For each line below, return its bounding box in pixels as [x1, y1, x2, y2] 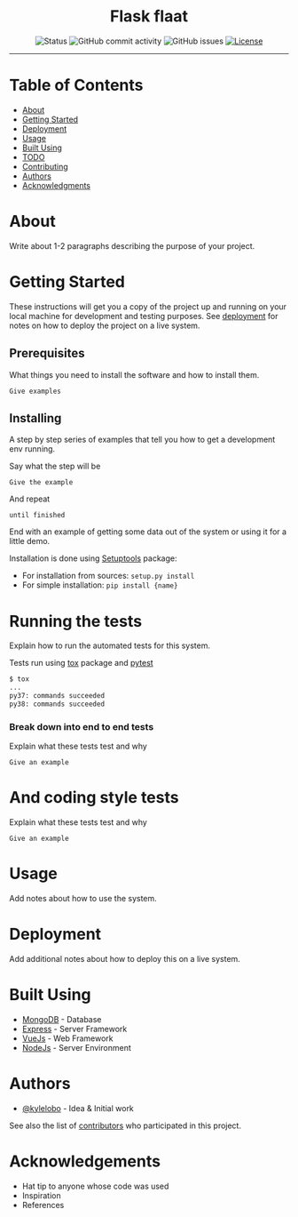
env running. [9, 444, 56, 454]
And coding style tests [9, 788, 179, 808]
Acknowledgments [21, 180, 91, 190]
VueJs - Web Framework [21, 1033, 114, 1044]
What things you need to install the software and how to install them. [9, 369, 260, 380]
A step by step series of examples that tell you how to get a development [9, 434, 276, 445]
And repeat [9, 493, 51, 504]
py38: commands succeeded [9, 700, 105, 709]
